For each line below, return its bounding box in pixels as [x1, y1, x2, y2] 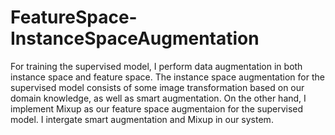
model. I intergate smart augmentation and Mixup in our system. [10, 113, 274, 125]
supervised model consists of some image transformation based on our [10, 81, 305, 93]
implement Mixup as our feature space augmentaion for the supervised [10, 102, 304, 115]
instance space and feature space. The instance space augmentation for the [10, 71, 325, 83]
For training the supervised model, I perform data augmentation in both [10, 60, 303, 72]
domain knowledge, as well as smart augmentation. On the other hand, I [10, 92, 307, 104]
